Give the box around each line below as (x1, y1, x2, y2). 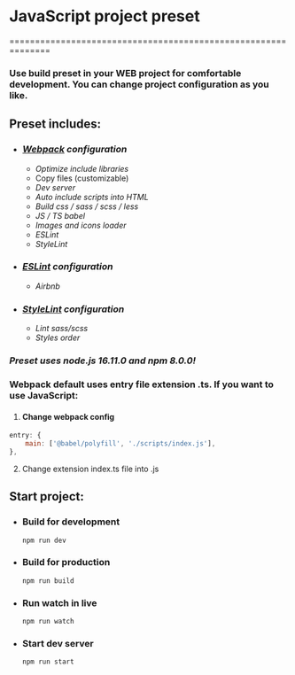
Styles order (35, 332, 81, 343)
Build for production (21, 556, 111, 569)
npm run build (21, 576, 74, 586)
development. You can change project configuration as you (9, 78, 270, 90)
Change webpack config (21, 411, 115, 422)
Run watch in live (21, 596, 97, 609)
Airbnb (35, 281, 60, 291)
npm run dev (21, 536, 66, 545)
